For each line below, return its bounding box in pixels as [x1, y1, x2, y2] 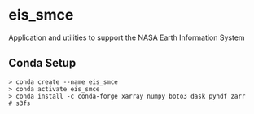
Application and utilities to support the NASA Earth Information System [8, 33, 246, 42]
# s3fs [8, 99, 31, 107]
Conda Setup [8, 56, 77, 70]
